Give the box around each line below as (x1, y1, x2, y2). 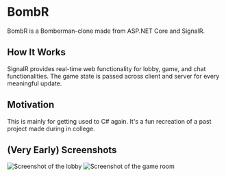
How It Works (7, 46, 66, 58)
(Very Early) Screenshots (7, 144, 117, 156)
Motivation (7, 99, 55, 111)
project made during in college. (7, 124, 96, 133)
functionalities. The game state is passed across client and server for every (7, 72, 220, 80)
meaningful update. (7, 79, 62, 87)
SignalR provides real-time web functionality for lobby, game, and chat (7, 64, 206, 72)
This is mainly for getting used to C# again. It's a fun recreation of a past (7, 117, 212, 125)
